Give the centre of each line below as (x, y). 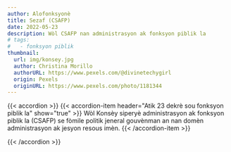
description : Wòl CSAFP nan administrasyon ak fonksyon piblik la (107, 33)
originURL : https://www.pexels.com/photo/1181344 (88, 86)
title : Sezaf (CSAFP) (39, 20)
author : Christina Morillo (53, 66)
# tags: (19, 40)
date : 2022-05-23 (33, 27)
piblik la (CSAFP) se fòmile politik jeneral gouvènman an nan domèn (106, 121)
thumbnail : (23, 53)
